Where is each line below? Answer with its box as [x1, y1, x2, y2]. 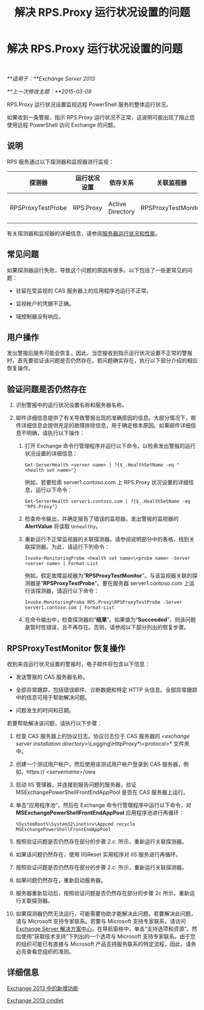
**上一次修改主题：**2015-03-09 [7, 87, 92, 95]
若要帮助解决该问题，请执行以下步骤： [7, 720, 102, 727]
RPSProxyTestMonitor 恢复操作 [7, 643, 126, 653]
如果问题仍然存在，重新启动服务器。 [15, 876, 107, 884]
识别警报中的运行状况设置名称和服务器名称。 [15, 401, 128, 408]
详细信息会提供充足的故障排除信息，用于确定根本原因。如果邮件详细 [21, 422, 191, 429]
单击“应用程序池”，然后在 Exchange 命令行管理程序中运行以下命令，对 [15, 802, 191, 808]
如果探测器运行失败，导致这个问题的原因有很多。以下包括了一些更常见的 [7, 266, 187, 274]
